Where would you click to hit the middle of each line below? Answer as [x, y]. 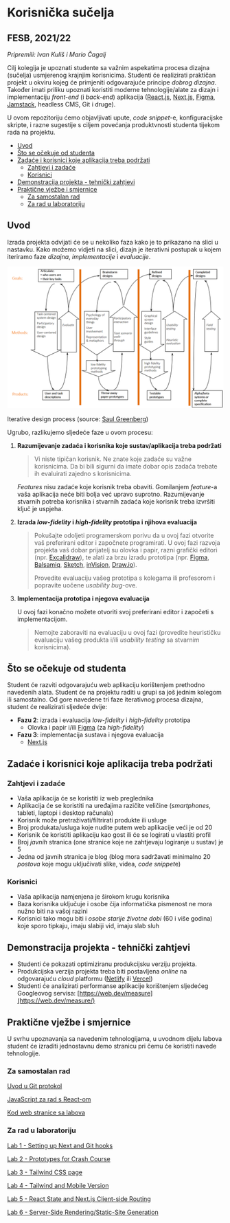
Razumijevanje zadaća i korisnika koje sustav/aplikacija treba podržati [119, 445]
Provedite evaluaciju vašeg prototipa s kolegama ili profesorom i [125, 578]
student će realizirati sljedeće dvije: [57, 707]
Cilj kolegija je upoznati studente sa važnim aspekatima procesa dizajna [108, 68]
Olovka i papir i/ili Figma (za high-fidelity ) [85, 728]
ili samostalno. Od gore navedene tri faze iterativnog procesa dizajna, [105, 699]
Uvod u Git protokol [35, 1086]
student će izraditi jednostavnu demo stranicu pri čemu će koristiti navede [112, 1046]
